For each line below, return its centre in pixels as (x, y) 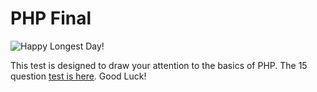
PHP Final (51, 18)
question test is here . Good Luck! (78, 76)
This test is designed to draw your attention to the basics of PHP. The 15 (159, 65)
